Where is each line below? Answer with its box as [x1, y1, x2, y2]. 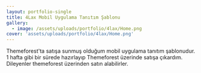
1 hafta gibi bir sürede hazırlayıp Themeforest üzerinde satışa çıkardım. [6, 54, 183, 61]
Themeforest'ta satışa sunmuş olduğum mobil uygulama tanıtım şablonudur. [6, 47, 196, 54]
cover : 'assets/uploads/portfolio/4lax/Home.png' [6, 31, 134, 37]
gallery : [6, 20, 28, 26]
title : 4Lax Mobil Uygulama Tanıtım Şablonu [6, 14, 120, 20]
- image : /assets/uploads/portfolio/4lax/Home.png [12, 25, 142, 32]
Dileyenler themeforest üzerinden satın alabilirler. [6, 60, 129, 68]
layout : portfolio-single [6, 8, 71, 15]
